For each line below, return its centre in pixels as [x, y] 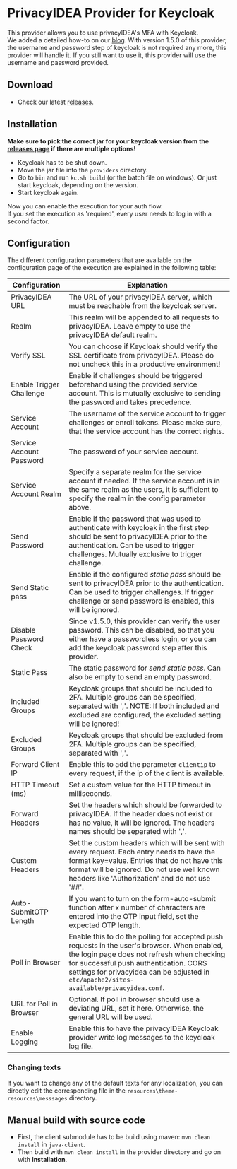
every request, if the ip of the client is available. [147, 773]
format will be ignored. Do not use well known [144, 869]
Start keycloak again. [48, 192]
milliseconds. [91, 794]
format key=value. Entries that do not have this [146, 861]
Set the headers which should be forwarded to [146, 805]
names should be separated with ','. [128, 832]
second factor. [28, 221]
